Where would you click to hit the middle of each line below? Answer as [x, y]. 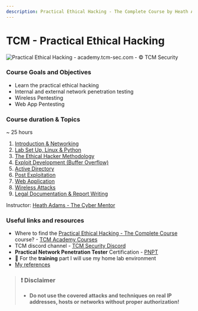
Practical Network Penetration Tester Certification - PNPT [86, 252]
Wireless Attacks [35, 188]
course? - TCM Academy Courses [56, 240]
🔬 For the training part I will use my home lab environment [85, 258]
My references [32, 265]
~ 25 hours [19, 132]
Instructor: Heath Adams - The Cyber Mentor [61, 205]
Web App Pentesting [39, 104]
